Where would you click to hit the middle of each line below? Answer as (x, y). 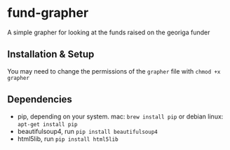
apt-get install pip (47, 124)
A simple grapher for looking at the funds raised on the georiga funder (109, 32)
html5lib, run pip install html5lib (68, 139)
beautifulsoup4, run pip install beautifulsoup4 (87, 131)
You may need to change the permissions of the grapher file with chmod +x (114, 71)
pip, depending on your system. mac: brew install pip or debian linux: (120, 116)
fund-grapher (48, 13)
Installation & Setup (51, 54)
